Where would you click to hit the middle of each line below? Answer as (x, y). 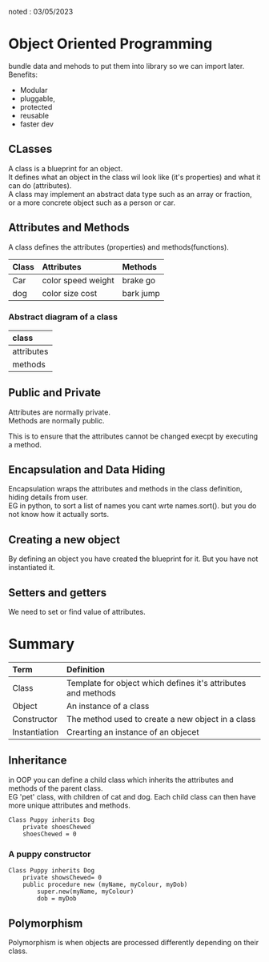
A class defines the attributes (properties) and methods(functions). (119, 247)
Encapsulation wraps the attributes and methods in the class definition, (125, 489)
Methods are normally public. (57, 420)
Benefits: (23, 74)
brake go (139, 280)
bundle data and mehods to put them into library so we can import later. (126, 66)
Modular (34, 90)
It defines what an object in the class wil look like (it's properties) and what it (134, 177)
